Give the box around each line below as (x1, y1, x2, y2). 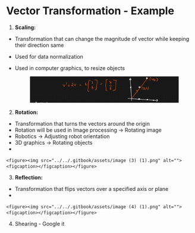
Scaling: (14, 24, 36, 31)
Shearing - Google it (14, 221, 65, 228)
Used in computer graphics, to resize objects (14, 64, 125, 72)
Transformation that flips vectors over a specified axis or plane (14, 186, 169, 193)
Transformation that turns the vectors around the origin (14, 120, 150, 127)
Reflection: (14, 174, 43, 181)
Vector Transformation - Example (6, 4, 174, 18)
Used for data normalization (14, 53, 83, 60)
